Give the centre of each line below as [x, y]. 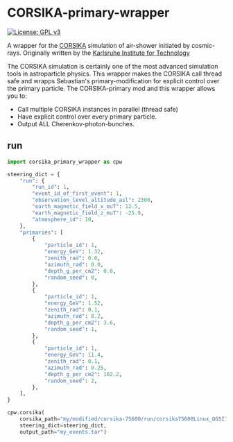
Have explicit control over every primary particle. [87, 117]
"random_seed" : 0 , [71, 278]
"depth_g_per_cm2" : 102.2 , [83, 374]
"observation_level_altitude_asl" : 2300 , [93, 200]
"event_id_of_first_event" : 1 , [77, 194]
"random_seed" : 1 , [71, 329]
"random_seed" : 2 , [71, 381]
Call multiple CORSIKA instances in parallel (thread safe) [98, 109]
